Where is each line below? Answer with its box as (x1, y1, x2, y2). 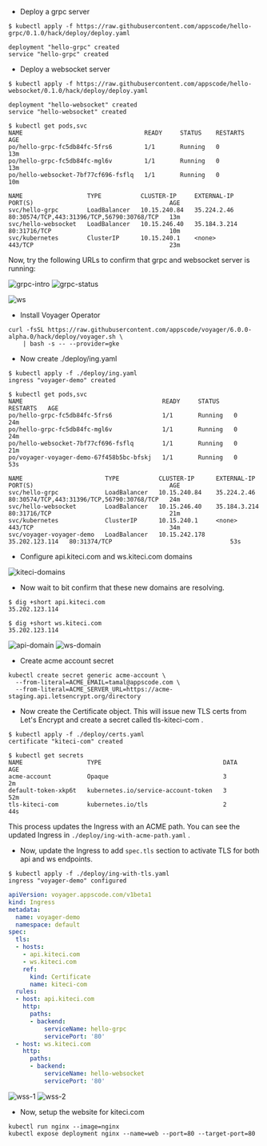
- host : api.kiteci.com (15, 995, 94, 1003)
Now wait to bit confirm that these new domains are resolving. (19, 583, 225, 592)
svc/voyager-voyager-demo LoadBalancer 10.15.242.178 (8, 531, 205, 539)
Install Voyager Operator (19, 310, 101, 320)
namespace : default (15, 921, 81, 929)
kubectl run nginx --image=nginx (8, 1122, 120, 1131)
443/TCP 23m (8, 241, 181, 249)
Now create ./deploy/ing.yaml (19, 354, 118, 363)
